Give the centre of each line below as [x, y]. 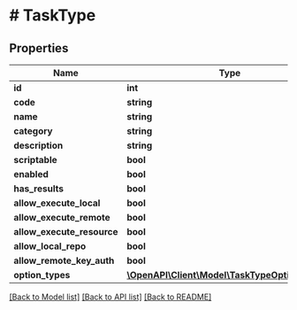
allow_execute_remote [62, 217]
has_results [39, 189]
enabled [31, 174]
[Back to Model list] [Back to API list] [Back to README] [110, 297]
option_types [42, 275]
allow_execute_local [57, 203]
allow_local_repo [50, 246]
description [38, 145]
